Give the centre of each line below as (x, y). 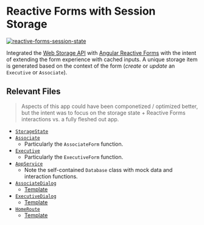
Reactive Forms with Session (81, 11)
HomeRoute (28, 209)
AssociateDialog (36, 183)
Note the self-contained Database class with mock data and (98, 170)
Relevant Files (33, 92)
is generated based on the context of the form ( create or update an (91, 66)
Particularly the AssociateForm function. (74, 144)
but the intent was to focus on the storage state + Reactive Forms (103, 112)
